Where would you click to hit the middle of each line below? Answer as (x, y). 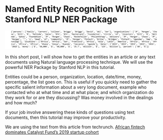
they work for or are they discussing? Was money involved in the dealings (79, 98)
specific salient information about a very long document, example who (76, 87)
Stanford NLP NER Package (61, 19)
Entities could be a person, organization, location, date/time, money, (73, 77)
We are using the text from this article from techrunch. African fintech (75, 127)
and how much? (21, 103)
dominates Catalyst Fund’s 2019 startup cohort (52, 132)
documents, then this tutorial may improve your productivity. (66, 117)
